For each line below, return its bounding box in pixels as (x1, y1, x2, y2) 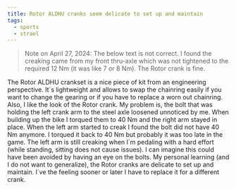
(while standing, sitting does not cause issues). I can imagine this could (7, 145, 215, 154)
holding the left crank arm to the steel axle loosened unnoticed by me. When (7, 108, 229, 116)
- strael (13, 30, 39, 37)
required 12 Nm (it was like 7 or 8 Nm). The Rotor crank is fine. (24, 64, 206, 73)
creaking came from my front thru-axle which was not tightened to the (24, 57, 229, 66)
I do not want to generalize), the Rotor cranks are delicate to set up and (7, 160, 214, 169)
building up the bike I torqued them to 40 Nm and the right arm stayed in (7, 116, 218, 124)
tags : (7, 17, 23, 24)
